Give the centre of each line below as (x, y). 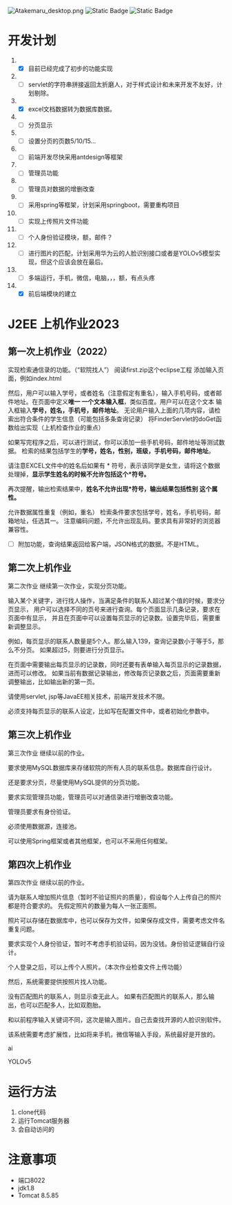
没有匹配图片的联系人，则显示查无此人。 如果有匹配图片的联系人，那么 (108, 996)
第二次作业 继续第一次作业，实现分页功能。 (69, 586)
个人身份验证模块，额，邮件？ (70, 237)
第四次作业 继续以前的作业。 (48, 883)
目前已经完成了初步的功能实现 (70, 68)
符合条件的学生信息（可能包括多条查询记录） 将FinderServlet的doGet (118, 418)
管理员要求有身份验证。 (41, 811)
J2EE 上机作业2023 (64, 324)
